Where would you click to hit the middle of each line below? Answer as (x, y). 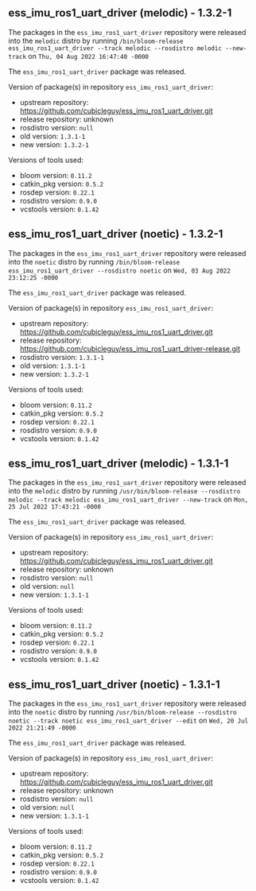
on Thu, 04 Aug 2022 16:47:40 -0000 (88, 56)
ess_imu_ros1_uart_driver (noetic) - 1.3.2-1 (116, 234)
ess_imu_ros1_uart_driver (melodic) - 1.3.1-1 (118, 464)
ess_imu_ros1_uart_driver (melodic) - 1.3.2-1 (120, 13)
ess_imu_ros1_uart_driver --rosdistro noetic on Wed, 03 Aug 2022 (119, 270)
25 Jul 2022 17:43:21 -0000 (55, 507)
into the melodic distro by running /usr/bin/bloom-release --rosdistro (124, 491)
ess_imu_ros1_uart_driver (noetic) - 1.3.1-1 (114, 684)
